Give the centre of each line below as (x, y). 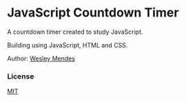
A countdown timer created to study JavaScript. (75, 32)
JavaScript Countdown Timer (93, 13)
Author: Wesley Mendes (41, 58)
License (21, 76)
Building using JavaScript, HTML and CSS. (68, 45)
